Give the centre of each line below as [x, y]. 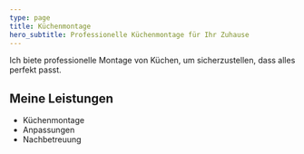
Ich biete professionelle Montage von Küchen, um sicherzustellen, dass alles [152, 61]
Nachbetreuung [52, 140]
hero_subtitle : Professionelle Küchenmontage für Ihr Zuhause [129, 34]
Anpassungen [49, 130]
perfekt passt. [35, 70]
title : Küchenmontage [50, 26]
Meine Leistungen [61, 98]
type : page [30, 18]
